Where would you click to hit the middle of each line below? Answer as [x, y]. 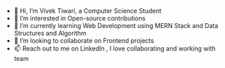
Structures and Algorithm [50, 33]
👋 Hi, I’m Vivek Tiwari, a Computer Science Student [88, 11]
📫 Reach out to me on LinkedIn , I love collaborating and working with [115, 48]
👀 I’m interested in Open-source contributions [80, 18]
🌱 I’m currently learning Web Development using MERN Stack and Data [116, 26]
